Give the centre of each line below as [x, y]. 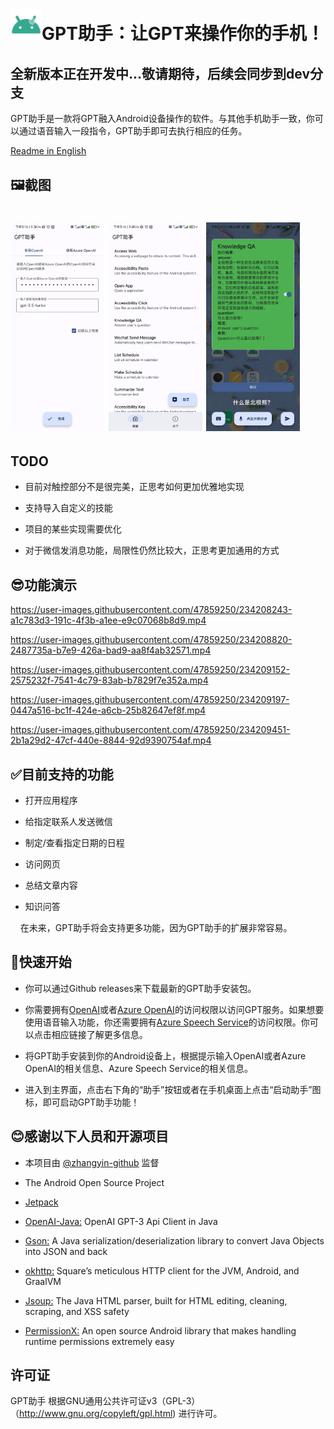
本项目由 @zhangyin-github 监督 [92, 1162]
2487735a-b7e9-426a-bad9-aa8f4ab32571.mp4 [111, 650]
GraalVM [43, 1281]
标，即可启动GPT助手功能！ [82, 1102]
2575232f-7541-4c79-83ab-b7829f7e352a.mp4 [109, 680]
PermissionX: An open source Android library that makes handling [160, 1330]
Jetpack [41, 1202]
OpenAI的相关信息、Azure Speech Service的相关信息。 [138, 1068]
